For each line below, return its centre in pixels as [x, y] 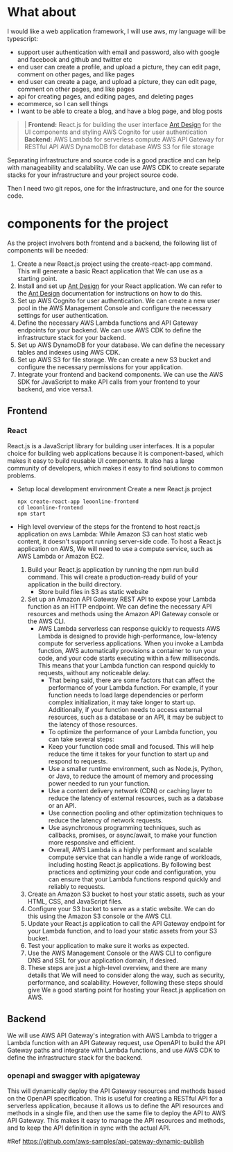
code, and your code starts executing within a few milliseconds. [129, 658]
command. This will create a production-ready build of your [113, 577]
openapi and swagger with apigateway [74, 1076]
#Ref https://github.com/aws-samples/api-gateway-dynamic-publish [106, 1141]
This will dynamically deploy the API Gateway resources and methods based [116, 1091]
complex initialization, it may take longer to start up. [122, 702]
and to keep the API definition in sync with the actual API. [89, 1128]
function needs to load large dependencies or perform [126, 695]
